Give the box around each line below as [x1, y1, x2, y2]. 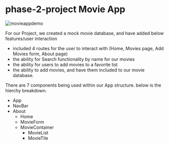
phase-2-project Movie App [5, 4, 126, 15]
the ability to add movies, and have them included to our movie [12, 67, 145, 73]
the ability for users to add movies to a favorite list [12, 61, 118, 67]
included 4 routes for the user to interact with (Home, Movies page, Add [12, 45, 164, 51]
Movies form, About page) [12, 51, 68, 57]
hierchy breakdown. [5, 87, 47, 93]
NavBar [12, 102, 29, 108]
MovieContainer [20, 124, 54, 130]
